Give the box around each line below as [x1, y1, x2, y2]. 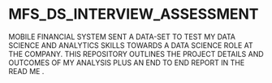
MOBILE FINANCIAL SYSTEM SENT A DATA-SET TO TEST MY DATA [8, 32, 236, 41]
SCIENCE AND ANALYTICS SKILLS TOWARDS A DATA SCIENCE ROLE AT [8, 40, 253, 50]
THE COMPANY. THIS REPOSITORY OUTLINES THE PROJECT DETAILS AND [8, 49, 264, 59]
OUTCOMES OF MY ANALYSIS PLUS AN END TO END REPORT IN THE [8, 58, 245, 68]
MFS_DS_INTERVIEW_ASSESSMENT [8, 5, 259, 24]
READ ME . [8, 66, 45, 76]
